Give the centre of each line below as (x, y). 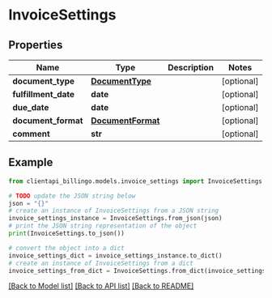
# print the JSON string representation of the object (103, 226)
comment (31, 134)
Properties (36, 45)
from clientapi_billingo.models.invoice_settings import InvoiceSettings (136, 181)
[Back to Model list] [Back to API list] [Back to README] (101, 286)
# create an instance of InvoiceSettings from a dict (101, 263)
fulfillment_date (44, 94)
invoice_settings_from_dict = (59, 270)
